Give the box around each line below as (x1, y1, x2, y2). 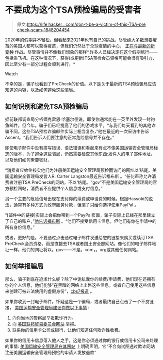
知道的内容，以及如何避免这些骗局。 (5, 87, 78, 93)
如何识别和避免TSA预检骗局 (5, 102, 89, 111)
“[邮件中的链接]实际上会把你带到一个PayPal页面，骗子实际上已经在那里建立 (5, 212, 156, 218)
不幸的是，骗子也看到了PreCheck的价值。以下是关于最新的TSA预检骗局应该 (5, 81, 157, 86)
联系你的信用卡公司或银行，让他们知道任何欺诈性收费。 (12, 327, 123, 333)
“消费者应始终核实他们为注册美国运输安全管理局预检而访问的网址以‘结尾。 (5, 167, 153, 173)
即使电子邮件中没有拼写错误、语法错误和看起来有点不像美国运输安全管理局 (5, 145, 154, 150)
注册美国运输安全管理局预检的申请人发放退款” (5, 349, 97, 355)
